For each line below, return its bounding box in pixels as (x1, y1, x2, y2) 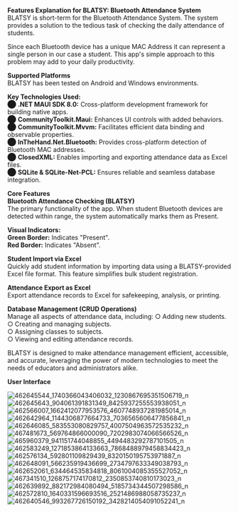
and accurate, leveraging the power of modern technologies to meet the (7, 356, 218, 364)
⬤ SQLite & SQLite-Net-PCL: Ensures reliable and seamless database (7, 168, 215, 176)
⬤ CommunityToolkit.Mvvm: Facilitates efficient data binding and (7, 123, 205, 131)
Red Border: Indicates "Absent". (7, 241, 101, 249)
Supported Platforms (7, 71, 71, 80)
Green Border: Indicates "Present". (7, 234, 110, 241)
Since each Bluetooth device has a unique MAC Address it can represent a (7, 43, 226, 50)
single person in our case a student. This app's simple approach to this (7, 50, 215, 58)
